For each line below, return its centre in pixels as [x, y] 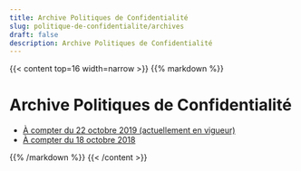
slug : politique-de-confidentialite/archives [97, 26]
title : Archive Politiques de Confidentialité [99, 18]
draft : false [34, 34]
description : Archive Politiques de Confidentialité [111, 43]
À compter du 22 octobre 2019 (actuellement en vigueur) [129, 130]
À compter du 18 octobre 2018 [79, 140]
